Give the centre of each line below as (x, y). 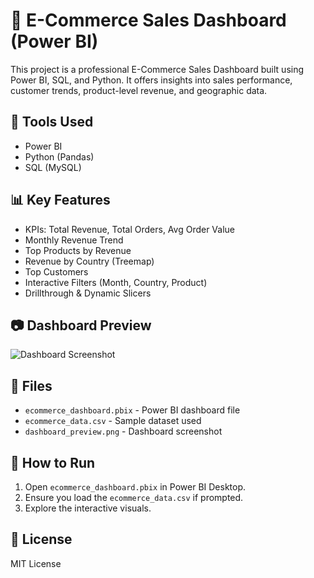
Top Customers (56, 271)
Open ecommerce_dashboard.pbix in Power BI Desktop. (135, 487)
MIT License (36, 563)
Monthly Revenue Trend (74, 240)
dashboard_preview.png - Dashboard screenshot (123, 431)
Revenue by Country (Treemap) (89, 261)
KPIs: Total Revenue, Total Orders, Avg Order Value (130, 229)
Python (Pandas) (59, 156)
